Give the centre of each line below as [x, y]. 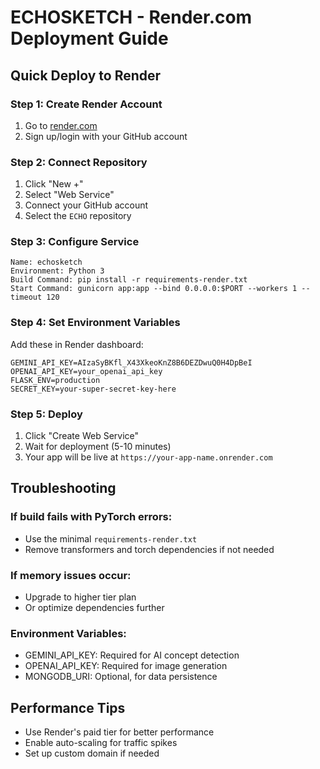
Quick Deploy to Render [86, 75]
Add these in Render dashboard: [77, 344]
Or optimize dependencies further [94, 608]
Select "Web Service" [69, 195]
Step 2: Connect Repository [79, 162]
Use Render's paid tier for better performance [119, 732]
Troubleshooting [63, 488]
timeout [26, 297]
